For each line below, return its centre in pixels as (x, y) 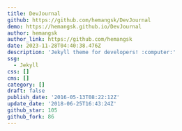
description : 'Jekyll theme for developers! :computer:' (92, 53)
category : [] (26, 85)
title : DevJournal (34, 14)
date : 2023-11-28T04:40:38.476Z (54, 46)
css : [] (18, 71)
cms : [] (18, 78)
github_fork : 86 (31, 116)
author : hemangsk (32, 33)
